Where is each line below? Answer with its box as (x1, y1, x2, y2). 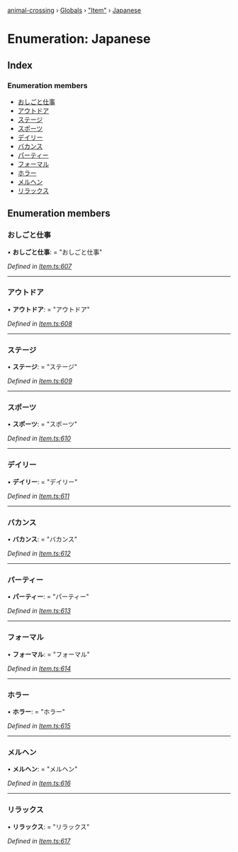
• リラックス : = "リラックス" (7, 822, 90, 831)
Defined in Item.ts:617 (7, 836, 71, 845)
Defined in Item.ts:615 (7, 721, 71, 730)
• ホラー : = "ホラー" (7, 707, 66, 715)
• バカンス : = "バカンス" (7, 535, 78, 543)
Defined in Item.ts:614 (7, 664, 72, 673)
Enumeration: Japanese (7, 31, 151, 47)
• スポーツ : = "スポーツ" (7, 420, 78, 429)
